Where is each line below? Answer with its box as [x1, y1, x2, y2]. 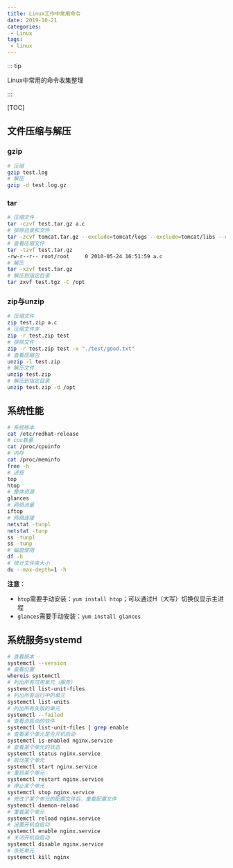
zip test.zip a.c [7, 319, 58, 326]
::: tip [7, 62, 22, 70]
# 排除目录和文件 [7, 227, 50, 234]
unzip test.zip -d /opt [7, 384, 76, 391]
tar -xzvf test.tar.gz [7, 266, 73, 273]
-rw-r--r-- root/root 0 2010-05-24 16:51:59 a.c [7, 253, 163, 260]
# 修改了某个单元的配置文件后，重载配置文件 [7, 795, 117, 803]
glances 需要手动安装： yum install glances [17, 612, 141, 620]
